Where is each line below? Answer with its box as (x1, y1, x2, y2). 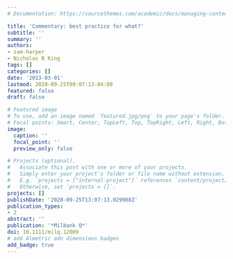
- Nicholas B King (7, 55, 60, 62)
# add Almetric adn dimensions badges (7, 235, 119, 242)
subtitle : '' (7, 29, 45, 36)
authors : (7, 42, 33, 49)
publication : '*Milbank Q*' (7, 222, 89, 229)
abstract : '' (7, 216, 45, 223)
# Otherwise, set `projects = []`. (7, 183, 116, 190)
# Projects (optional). (7, 158, 76, 165)
